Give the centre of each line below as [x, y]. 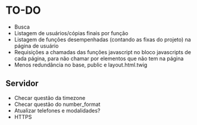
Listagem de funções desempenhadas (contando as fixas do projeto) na [102, 39]
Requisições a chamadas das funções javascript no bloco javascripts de [103, 52]
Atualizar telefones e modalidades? [57, 110]
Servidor [22, 84]
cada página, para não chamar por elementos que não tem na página [99, 58]
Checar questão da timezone [50, 98]
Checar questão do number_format [57, 104]
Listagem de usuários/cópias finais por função [71, 33]
